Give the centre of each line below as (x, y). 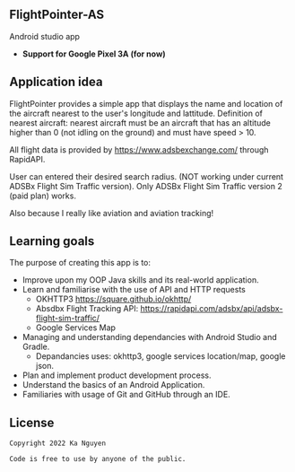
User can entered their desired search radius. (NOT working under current (147, 176)
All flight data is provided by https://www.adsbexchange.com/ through (139, 149)
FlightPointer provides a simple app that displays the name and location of (146, 103)
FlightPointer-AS (57, 15)
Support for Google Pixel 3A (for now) (94, 54)
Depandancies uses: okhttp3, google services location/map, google (161, 356)
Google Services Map (76, 328)
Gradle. (36, 347)
